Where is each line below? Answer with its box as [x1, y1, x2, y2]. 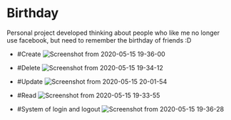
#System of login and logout [16, 104, 101, 113]
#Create [16, 50, 41, 58]
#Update [16, 77, 43, 86]
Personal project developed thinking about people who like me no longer [6, 28, 220, 37]
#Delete [16, 63, 41, 72]
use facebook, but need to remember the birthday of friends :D [6, 36, 192, 44]
